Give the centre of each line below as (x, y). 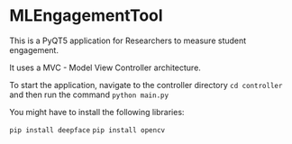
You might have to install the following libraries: (97, 112)
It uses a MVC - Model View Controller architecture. (105, 67)
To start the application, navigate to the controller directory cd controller (146, 85)
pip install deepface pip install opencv (87, 130)
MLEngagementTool (87, 16)
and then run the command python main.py (89, 94)
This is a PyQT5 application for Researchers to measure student (128, 40)
